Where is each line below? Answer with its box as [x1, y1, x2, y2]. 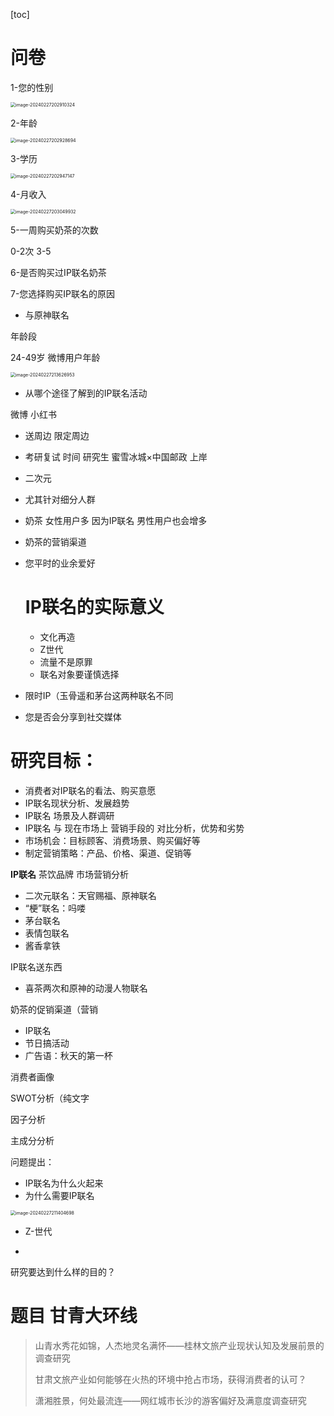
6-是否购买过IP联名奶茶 [10, 266, 107, 278]
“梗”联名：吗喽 [24, 902, 87, 914]
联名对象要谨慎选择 [39, 668, 120, 680]
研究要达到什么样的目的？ [10, 1265, 116, 1278]
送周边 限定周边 [24, 429, 90, 441]
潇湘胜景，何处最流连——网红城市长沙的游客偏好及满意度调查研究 [34, 1394, 307, 1406]
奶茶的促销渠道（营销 [10, 1003, 98, 1015]
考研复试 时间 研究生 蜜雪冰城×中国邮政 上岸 [24, 450, 208, 463]
